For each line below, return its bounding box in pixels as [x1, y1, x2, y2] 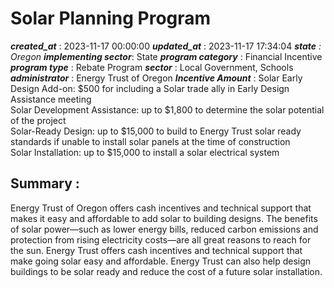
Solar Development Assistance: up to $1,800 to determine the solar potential [10, 103, 325, 116]
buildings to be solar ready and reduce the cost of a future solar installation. [10, 265, 323, 277]
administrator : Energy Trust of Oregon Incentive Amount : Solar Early [10, 72, 303, 84]
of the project [10, 114, 67, 126]
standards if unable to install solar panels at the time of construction [10, 135, 291, 147]
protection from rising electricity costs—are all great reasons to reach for [10, 233, 312, 246]
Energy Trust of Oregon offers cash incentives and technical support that [10, 202, 312, 214]
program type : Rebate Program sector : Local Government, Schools [10, 61, 294, 73]
